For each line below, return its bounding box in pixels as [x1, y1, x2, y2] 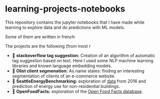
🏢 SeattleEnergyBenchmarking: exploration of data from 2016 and [12, 78, 146, 84]
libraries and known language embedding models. [12, 63, 112, 69]
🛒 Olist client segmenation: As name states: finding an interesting [12, 68, 144, 73]
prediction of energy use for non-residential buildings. [12, 83, 120, 89]
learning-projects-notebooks [5, 3, 125, 14]
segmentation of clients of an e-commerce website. [12, 73, 115, 79]
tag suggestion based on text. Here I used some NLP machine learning [12, 57, 154, 63]
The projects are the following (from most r [5, 43, 91, 49]
